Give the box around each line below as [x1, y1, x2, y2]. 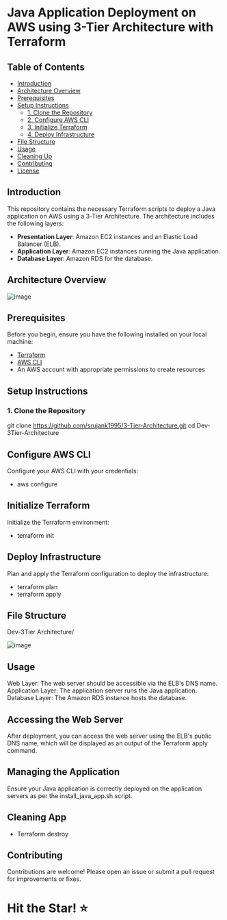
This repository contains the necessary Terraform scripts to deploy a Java [7, 204, 216, 213]
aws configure [16, 480, 58, 488]
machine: [7, 338, 34, 346]
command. [7, 747, 38, 754]
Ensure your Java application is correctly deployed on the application [7, 784, 202, 793]
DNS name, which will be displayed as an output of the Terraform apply [7, 739, 209, 747]
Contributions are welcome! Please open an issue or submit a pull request [7, 868, 215, 876]
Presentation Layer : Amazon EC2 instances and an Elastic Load [16, 232, 198, 240]
